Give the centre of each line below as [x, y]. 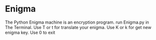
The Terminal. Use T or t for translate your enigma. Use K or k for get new [78, 27]
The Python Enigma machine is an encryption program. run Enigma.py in [77, 22]
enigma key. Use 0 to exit [30, 32]
